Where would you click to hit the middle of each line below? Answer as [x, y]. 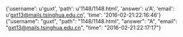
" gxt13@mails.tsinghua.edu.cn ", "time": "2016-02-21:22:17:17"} [83, 27]
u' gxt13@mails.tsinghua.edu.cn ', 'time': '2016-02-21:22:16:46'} [83, 15]
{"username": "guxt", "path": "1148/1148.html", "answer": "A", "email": [91, 21]
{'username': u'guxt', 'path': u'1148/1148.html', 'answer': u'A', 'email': [90, 9]
